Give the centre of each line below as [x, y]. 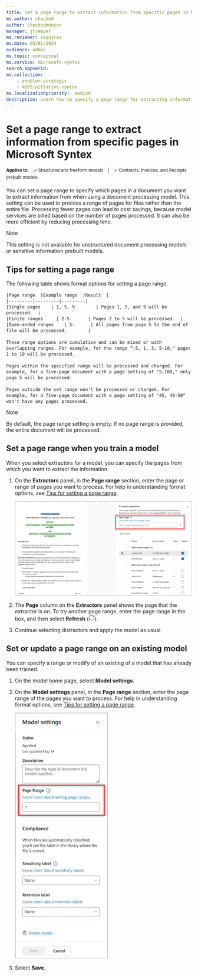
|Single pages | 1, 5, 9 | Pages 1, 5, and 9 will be [87, 307]
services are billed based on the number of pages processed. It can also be [98, 216]
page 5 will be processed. [39, 377]
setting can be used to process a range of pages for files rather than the [94, 203]
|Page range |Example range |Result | [58, 295]
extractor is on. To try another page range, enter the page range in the [100, 612]
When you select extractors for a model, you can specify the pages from [94, 462]
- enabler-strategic [42, 81]
